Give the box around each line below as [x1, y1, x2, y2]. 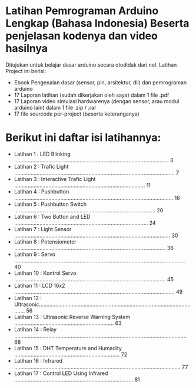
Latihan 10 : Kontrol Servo [14, 269, 77, 277]
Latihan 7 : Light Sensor [14, 225, 72, 232]
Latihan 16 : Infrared [14, 357, 63, 364]
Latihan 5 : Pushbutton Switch [14, 200, 87, 208]
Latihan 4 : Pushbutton [14, 188, 69, 195]
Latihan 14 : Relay [14, 325, 57, 333]
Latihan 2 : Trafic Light [14, 163, 69, 170]
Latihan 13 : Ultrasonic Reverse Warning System [14, 313, 131, 320]
